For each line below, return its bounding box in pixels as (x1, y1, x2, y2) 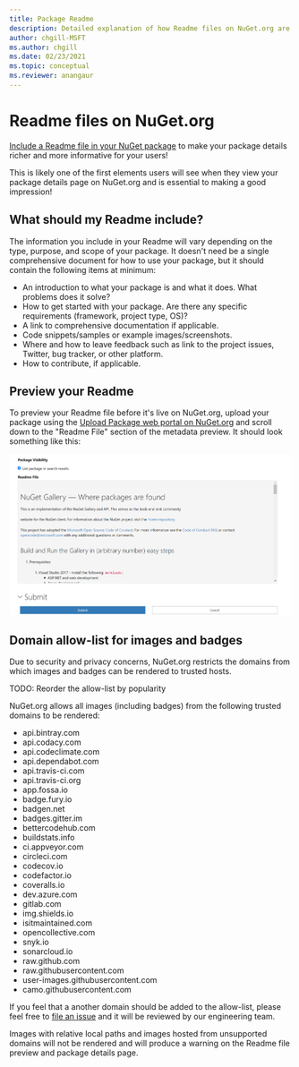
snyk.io (21, 936, 49, 947)
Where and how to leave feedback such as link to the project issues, (21, 338, 275, 349)
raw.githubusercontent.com (21, 965, 124, 976)
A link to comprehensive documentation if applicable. (21, 320, 219, 330)
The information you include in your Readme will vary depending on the (9, 235, 273, 246)
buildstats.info (21, 832, 75, 842)
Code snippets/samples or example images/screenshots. (21, 329, 233, 340)
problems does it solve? (21, 291, 111, 302)
